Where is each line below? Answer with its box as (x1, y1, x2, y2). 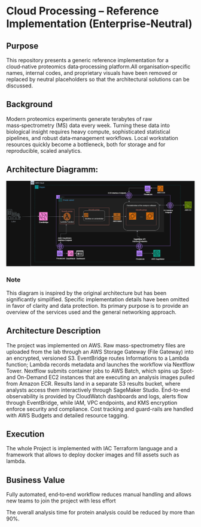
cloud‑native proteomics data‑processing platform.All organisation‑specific (6, 63, 191, 70)
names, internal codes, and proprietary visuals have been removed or (6, 69, 178, 76)
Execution (6, 429, 45, 439)
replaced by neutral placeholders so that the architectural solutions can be (6, 76, 190, 83)
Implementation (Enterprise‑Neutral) (6, 17, 193, 31)
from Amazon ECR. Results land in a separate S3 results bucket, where (6, 380, 181, 387)
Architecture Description (6, 326, 101, 336)
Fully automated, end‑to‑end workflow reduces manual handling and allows (6, 491, 191, 498)
